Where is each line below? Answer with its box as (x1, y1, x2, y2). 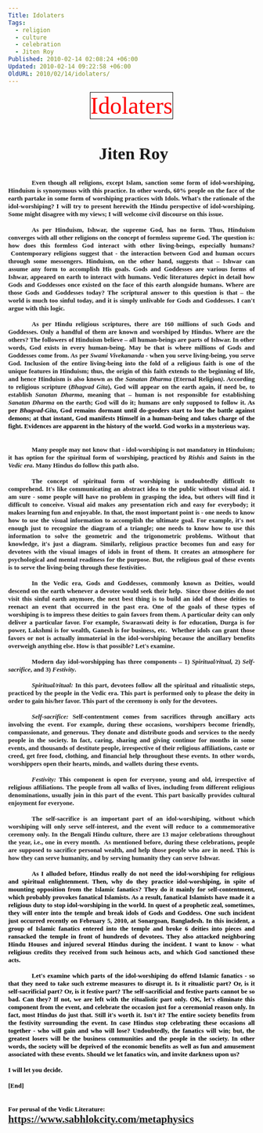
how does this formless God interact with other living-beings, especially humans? (8, 241, 255, 250)
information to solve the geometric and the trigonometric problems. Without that (8, 532, 255, 540)
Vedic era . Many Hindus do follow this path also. (8, 461, 139, 470)
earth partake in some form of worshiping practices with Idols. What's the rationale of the (8, 194, 255, 203)
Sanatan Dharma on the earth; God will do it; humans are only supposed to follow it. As (8, 398, 255, 407)
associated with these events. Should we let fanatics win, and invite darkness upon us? (8, 1050, 240, 1058)
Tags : (8, 19, 26, 27)
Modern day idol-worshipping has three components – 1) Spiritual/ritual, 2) (31, 657, 241, 666)
